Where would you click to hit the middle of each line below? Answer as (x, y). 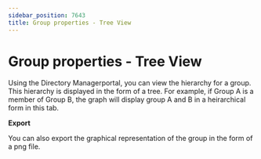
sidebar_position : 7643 (47, 15)
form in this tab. (34, 108)
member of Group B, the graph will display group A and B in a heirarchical (127, 99)
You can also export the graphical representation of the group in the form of (130, 139)
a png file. (24, 146)
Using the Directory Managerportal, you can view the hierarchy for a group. (130, 83)
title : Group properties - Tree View (70, 23)
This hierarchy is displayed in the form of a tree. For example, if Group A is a (131, 92)
